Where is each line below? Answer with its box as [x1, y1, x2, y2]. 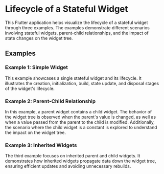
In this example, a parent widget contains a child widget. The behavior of [5, 109, 152, 114]
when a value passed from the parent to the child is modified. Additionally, [5, 119, 155, 125]
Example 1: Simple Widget [5, 64, 68, 71]
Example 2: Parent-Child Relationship [5, 98, 96, 105]
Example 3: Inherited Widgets [5, 142, 77, 149]
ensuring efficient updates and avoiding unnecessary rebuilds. [5, 163, 131, 169]
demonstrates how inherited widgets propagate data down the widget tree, [5, 158, 156, 164]
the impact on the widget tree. [5, 130, 66, 135]
